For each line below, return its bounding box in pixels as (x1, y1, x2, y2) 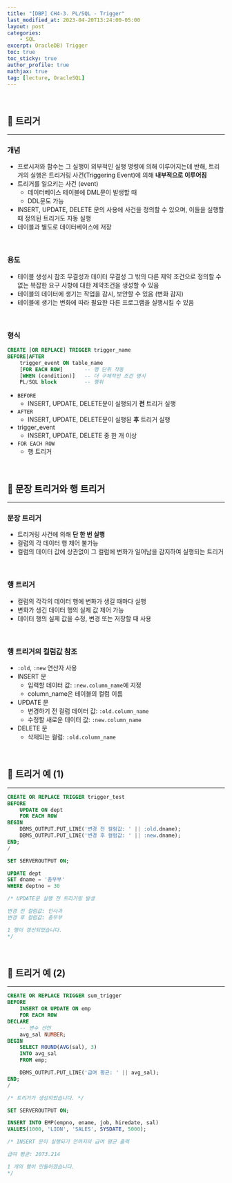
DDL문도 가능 (27, 197, 64, 205)
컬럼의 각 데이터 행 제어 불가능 (17, 539, 99, 547)
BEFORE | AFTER (7, 353, 45, 360)
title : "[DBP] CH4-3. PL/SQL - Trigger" (7, 10, 126, 17)
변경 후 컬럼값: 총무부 (7, 914, 63, 921)
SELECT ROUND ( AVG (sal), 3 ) (19, 1044, 97, 1051)
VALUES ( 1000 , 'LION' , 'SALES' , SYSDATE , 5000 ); (7, 1126, 147, 1133)
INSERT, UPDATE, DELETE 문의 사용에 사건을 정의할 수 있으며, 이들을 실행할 (17, 205, 224, 214)
